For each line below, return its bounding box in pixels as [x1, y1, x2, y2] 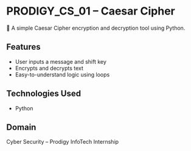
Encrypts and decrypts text [15, 64, 84, 72]
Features [6, 42, 41, 52]
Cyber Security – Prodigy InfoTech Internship [6, 138, 119, 146]
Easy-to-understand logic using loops [15, 71, 110, 78]
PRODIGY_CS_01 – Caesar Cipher [6, 4, 175, 18]
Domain [6, 122, 36, 132]
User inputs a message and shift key [15, 58, 106, 65]
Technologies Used [6, 89, 81, 99]
